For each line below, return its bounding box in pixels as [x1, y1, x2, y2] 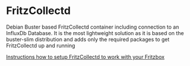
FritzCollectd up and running [6, 42, 75, 49]
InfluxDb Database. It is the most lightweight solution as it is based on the [6, 29, 184, 36]
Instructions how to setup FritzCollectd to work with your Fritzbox [6, 53, 165, 60]
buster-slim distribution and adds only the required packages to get [6, 36, 169, 43]
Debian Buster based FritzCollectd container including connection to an [6, 23, 179, 30]
